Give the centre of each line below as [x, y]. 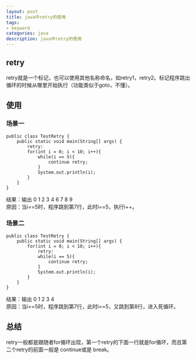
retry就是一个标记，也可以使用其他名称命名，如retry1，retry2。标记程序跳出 [98, 78]
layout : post [22, 11]
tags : [13, 22]
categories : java [27, 34]
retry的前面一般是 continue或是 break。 [64, 349]
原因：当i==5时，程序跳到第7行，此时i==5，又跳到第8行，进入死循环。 [93, 306]
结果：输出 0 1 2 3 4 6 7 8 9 [39, 199]
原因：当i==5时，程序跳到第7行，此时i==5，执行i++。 [72, 207]
